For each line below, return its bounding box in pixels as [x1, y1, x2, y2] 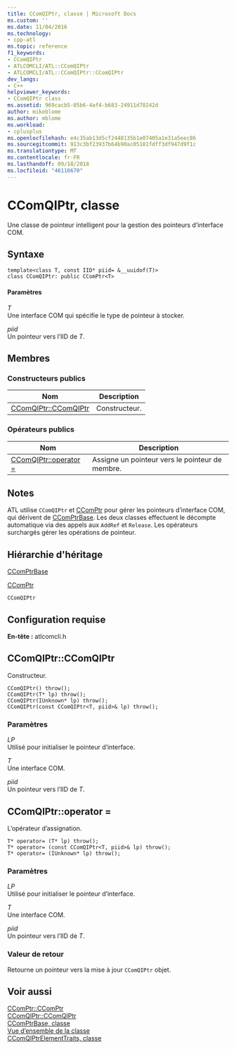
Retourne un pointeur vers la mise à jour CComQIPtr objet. [7, 965, 171, 974]
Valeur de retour [7, 949, 65, 959]
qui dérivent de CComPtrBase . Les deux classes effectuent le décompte [7, 514, 216, 522]
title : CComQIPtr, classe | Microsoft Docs [7, 10, 137, 18]
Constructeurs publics [7, 373, 86, 383]
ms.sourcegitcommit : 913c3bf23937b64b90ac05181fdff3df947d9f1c [7, 141, 197, 148]
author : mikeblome [7, 108, 61, 115]
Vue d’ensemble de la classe [7, 1027, 90, 1035]
